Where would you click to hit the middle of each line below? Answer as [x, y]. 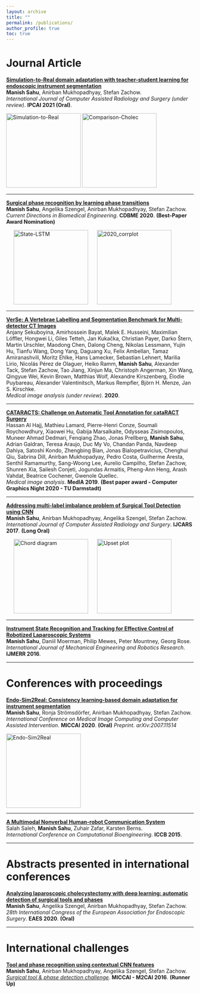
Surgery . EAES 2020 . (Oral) [40, 918]
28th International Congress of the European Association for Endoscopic [96, 912]
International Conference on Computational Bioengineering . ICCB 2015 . [94, 834]
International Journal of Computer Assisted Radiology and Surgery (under [97, 99]
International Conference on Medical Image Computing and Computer [92, 719]
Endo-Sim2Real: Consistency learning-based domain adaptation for [92, 700]
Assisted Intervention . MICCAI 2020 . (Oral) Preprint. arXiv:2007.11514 [91, 725]
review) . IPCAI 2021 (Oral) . [39, 105]
